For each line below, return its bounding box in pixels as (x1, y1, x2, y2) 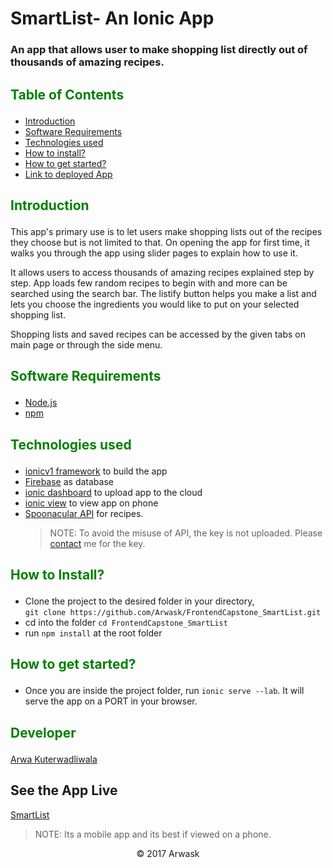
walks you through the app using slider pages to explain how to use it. (10, 247, 298, 259)
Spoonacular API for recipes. (24, 507, 144, 519)
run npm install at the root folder (24, 627, 163, 639)
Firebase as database (24, 475, 114, 487)
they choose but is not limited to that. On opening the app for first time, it (10, 236, 310, 248)
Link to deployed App (24, 168, 113, 180)
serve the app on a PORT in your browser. (24, 695, 198, 707)
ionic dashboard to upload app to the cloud (24, 486, 203, 498)
